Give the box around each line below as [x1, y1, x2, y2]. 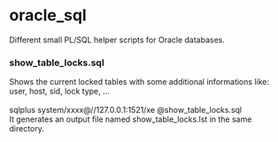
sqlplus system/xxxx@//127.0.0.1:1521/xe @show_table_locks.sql [9, 105, 242, 116]
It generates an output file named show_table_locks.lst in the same [9, 114, 252, 124]
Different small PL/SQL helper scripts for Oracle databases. [9, 34, 226, 45]
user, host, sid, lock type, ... [9, 86, 111, 97]
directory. [9, 123, 44, 134]
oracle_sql [9, 5, 87, 26]
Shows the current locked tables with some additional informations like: [9, 77, 270, 87]
